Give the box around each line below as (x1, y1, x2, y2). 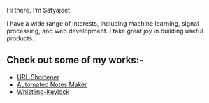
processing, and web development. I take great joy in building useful (6, 27, 203, 35)
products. (6, 34, 34, 42)
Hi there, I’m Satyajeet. (6, 6, 72, 14)
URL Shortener (16, 72, 60, 81)
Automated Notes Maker (16, 80, 87, 88)
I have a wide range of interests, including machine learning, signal (6, 19, 199, 27)
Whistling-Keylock (16, 87, 70, 96)
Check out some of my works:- (6, 54, 144, 66)
